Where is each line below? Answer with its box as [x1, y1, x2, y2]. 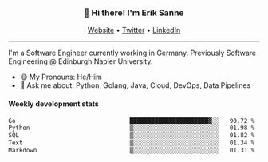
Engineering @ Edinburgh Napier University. [8, 57, 153, 66]
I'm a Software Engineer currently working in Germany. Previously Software [8, 48, 257, 58]
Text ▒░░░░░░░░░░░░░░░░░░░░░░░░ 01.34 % [8, 139, 255, 147]
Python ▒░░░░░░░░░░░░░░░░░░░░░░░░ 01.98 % [8, 124, 255, 132]
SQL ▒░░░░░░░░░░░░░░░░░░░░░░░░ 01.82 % [8, 132, 255, 140]
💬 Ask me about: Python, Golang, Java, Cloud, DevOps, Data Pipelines [19, 81, 251, 90]
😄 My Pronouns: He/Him [19, 72, 102, 82]
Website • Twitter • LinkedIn [87, 26, 181, 35]
